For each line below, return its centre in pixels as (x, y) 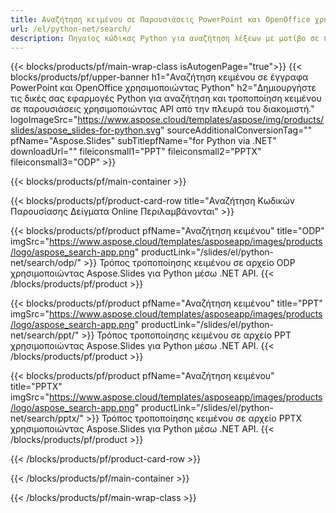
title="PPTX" (36, 387)
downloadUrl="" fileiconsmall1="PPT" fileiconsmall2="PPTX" (136, 152)
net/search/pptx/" (47, 418)
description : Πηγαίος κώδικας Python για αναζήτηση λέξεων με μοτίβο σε (165, 38)
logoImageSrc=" (44, 120)
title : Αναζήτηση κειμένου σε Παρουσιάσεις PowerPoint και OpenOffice (160, 19)
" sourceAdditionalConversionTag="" (236, 130)
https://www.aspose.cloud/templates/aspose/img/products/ (201, 120)
